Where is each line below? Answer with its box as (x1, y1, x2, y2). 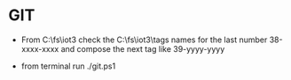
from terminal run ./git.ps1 (20, 61, 116, 71)
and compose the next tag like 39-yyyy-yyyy (60, 43, 225, 54)
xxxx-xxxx (20, 43, 59, 54)
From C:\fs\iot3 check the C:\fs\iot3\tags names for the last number (20, 34, 268, 45)
